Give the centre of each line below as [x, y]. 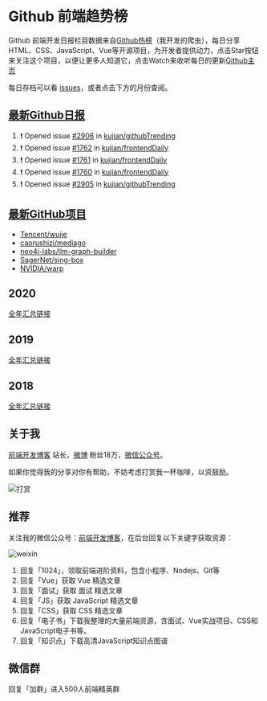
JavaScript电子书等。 [55, 630]
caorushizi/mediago [53, 243]
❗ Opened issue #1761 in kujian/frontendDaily [93, 160]
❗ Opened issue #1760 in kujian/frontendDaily [94, 172]
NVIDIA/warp [42, 268]
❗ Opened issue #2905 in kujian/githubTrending [98, 184]
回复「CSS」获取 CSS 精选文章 [71, 610]
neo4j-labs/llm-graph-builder [68, 251]
